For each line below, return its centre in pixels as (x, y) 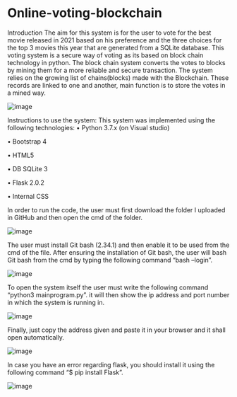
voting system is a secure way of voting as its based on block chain (105, 55)
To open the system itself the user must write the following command (108, 287)
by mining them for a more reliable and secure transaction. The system (110, 70)
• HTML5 (21, 155)
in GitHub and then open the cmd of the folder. (75, 217)
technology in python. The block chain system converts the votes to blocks (116, 62)
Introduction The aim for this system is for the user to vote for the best (109, 33)
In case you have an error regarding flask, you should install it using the (111, 364)
